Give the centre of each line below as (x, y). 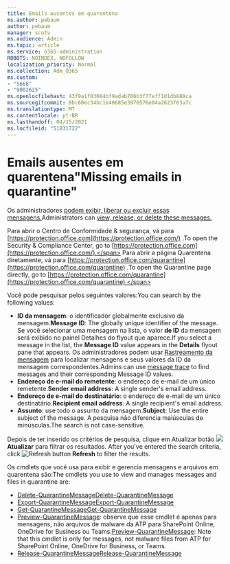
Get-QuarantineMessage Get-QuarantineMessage (87, 510)
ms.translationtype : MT (41, 109)
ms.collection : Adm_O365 (43, 71)
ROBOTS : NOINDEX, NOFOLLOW (46, 58)
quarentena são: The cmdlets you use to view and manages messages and (112, 475)
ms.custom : (23, 77)
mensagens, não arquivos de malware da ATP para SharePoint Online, (116, 524)
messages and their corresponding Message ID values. (95, 374)
